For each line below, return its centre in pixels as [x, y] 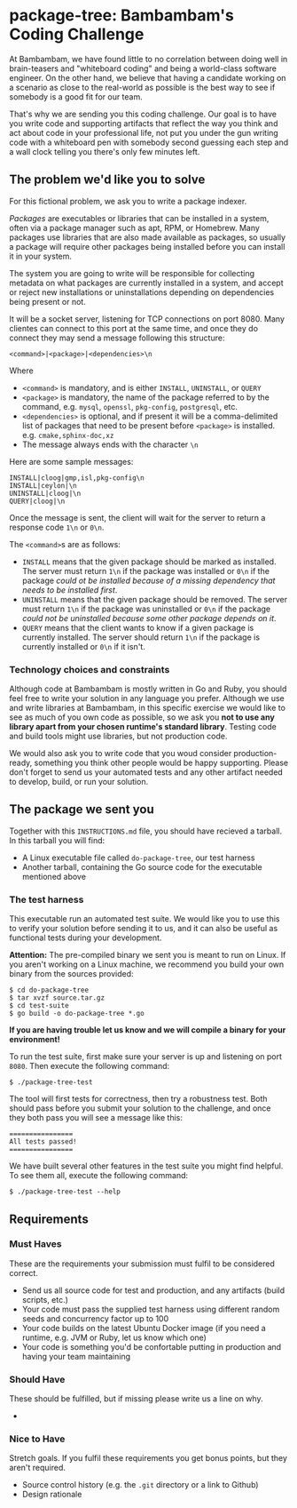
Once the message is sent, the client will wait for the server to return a [137, 517]
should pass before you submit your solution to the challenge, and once [140, 1108]
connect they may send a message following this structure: [117, 338]
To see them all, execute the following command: [99, 1176]
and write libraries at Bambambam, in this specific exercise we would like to [148, 708]
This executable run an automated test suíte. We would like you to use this [145, 919]
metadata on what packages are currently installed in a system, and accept [146, 283]
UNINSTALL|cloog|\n [45, 493]
